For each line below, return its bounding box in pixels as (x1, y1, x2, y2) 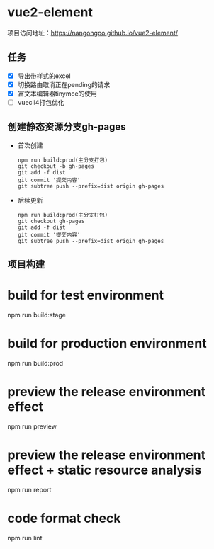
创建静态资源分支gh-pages (7, 121, 126, 133)
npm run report (7, 485, 52, 494)
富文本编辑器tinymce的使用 (17, 89, 98, 98)
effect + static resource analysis (7, 462, 202, 478)
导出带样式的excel (17, 72, 71, 80)
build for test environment (7, 288, 164, 303)
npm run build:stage (7, 311, 66, 319)
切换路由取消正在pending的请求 (17, 80, 111, 89)
